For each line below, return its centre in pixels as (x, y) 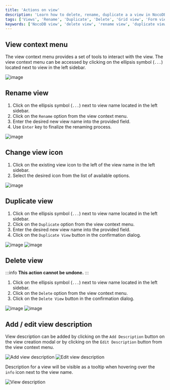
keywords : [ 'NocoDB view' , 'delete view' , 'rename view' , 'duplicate (80, 24)
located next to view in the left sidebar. (46, 68)
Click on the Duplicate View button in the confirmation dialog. (77, 235)
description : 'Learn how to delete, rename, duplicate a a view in (78, 15)
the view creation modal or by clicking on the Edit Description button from (84, 342)
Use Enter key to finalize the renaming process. (62, 126)
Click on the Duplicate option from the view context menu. (74, 224)
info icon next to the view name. (39, 372)
